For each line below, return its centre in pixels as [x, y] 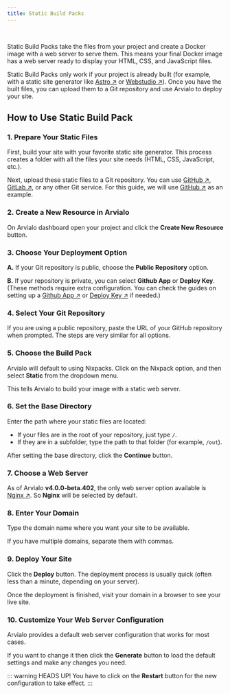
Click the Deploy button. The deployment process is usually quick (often [110, 574]
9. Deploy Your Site [39, 559]
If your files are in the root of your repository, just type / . [97, 435]
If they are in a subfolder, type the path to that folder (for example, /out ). [119, 442]
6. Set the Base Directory [49, 406]
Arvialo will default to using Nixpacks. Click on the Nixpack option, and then [114, 368]
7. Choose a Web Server [48, 473]
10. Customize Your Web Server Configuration [85, 620]
